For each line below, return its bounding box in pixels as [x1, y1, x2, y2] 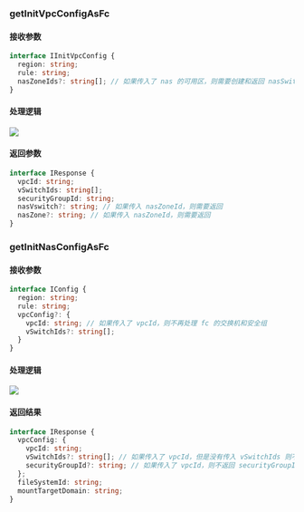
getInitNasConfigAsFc [9, 240, 110, 253]
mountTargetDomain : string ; [17, 486, 124, 496]
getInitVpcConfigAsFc [9, 7, 110, 20]
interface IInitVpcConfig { [9, 52, 116, 61]
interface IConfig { [9, 285, 88, 295]
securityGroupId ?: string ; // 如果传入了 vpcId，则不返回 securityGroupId [25, 461, 300, 470]
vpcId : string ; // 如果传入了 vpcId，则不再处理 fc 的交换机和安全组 [25, 318, 268, 328]
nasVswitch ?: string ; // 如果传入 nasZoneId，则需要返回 [17, 202, 223, 211]
